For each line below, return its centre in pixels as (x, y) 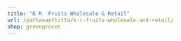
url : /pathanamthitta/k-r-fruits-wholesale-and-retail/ (90, 20)
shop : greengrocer (34, 26)
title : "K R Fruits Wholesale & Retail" (69, 14)
